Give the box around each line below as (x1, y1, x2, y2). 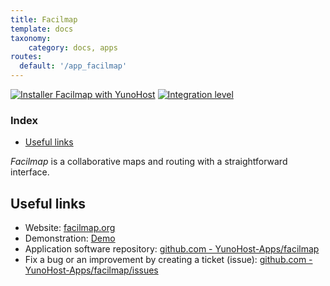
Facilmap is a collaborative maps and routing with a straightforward (10, 156, 288, 168)
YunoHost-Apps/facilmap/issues (24, 264, 159, 276)
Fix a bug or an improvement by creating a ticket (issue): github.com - (24, 254, 313, 266)
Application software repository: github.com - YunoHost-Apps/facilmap (24, 243, 320, 255)
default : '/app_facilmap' (19, 61, 128, 71)
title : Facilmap (10, 14, 78, 25)
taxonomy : (10, 33, 52, 43)
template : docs (10, 24, 74, 34)
